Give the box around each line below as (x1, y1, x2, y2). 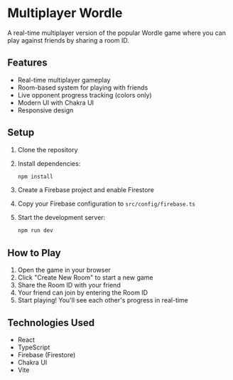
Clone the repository (17, 145, 78, 154)
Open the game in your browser (17, 265, 112, 275)
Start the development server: (17, 213, 106, 222)
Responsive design (17, 105, 74, 115)
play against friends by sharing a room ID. (7, 36, 129, 44)
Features (7, 57, 48, 69)
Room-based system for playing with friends (17, 83, 148, 92)
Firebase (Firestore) (17, 350, 76, 359)
